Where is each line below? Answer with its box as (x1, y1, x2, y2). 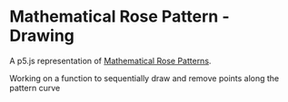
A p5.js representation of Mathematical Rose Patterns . (9, 55, 212, 66)
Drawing (9, 25, 75, 46)
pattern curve (9, 82, 61, 93)
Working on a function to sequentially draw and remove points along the (9, 72, 280, 83)
